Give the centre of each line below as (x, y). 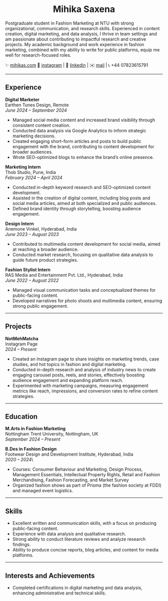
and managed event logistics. (43, 491)
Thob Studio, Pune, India (30, 172)
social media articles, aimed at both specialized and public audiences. (84, 203)
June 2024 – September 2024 (36, 110)
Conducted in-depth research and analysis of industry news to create (84, 369)
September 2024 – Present (33, 439)
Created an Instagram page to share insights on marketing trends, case (86, 359)
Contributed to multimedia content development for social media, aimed (86, 244)
